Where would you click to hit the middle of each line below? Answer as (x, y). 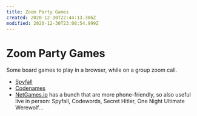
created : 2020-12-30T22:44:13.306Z (51, 18)
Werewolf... (29, 107)
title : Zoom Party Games (38, 12)
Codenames (30, 88)
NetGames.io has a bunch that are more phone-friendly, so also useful (103, 95)
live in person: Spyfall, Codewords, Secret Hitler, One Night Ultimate (100, 101)
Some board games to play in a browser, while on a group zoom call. (92, 70)
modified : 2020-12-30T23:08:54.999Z (52, 23)
